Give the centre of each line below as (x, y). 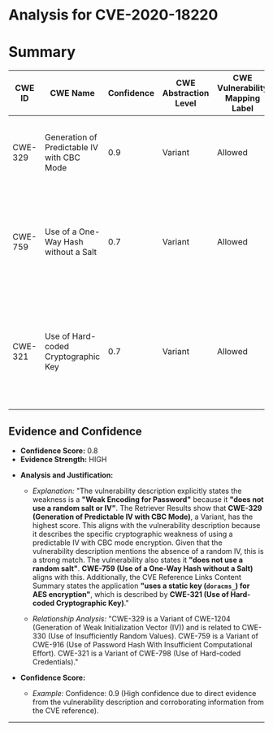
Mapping (243, 98)
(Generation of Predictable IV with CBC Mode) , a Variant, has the (143, 517)
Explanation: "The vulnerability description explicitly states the (137, 491)
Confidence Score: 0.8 (59, 450)
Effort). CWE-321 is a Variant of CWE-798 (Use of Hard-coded (136, 653)
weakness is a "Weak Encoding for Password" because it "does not (148, 499)
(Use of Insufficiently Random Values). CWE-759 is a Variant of (153, 636)
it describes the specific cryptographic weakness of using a (132, 534)
